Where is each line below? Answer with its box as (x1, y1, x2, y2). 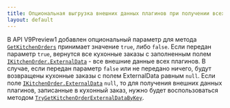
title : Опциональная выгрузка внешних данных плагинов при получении (7, 10, 210, 17)
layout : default (7, 16, 53, 23)
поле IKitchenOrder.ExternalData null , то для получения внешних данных (7, 79, 222, 87)
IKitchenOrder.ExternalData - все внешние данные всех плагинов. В (7, 57, 206, 65)
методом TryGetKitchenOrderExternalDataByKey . (7, 93, 144, 101)
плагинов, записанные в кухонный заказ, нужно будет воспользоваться (7, 86, 219, 94)
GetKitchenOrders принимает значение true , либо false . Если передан (7, 42, 212, 51)
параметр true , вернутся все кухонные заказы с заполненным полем (7, 49, 212, 58)
